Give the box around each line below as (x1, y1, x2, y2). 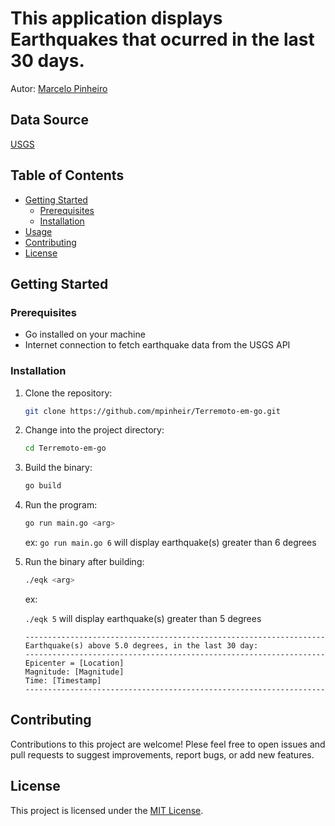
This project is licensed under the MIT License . (10, 804, 204, 816)
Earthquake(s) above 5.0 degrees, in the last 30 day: (24, 640, 259, 651)
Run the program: (24, 499, 98, 511)
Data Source (10, 112, 89, 129)
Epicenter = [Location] (24, 658, 125, 668)
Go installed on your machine (24, 328, 146, 341)
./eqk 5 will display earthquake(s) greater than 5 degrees (24, 612, 262, 624)
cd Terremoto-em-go (24, 443, 107, 454)
